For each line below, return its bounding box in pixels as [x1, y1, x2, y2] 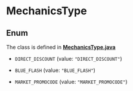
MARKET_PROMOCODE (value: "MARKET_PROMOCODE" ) [14, 79, 128, 85]
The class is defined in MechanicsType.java [6, 43, 116, 51]
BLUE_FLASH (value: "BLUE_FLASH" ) [14, 67, 95, 74]
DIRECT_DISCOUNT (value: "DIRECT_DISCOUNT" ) [14, 55, 122, 62]
